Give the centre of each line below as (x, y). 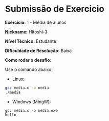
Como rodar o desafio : (28, 60)
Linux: (18, 79)
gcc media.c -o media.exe (31, 110)
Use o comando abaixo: (29, 69)
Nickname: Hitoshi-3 (26, 32)
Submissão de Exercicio (55, 9)
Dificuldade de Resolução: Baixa (38, 51)
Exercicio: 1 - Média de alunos (36, 22)
